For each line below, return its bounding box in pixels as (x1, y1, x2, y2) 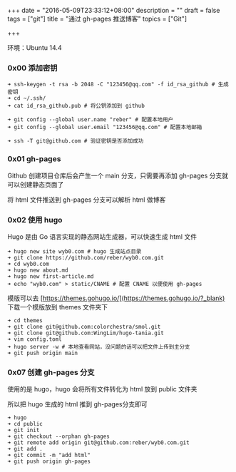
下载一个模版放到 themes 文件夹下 (7, 302, 108, 311)
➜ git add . (7, 446, 43, 453)
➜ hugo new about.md (7, 267, 69, 274)
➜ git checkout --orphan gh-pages (7, 433, 111, 441)
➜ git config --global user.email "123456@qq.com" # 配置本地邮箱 (7, 124, 202, 131)
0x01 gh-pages (7, 154, 61, 164)
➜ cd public (7, 421, 43, 428)
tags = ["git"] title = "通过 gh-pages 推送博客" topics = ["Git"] (7, 14, 188, 23)
